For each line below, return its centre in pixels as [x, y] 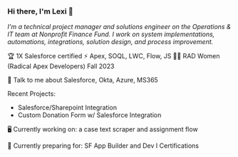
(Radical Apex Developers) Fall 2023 [61, 66]
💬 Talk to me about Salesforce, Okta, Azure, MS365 [83, 80]
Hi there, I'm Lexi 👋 [40, 11]
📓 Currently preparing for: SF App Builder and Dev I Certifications [103, 146]
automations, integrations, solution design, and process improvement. [110, 42]
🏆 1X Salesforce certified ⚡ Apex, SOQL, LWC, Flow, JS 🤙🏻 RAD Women [114, 56]
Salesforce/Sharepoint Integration [67, 108]
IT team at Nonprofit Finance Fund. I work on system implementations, [111, 34]
